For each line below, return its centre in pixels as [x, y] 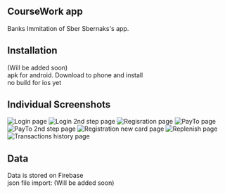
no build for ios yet [34, 82]
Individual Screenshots [59, 105]
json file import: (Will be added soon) [61, 183]
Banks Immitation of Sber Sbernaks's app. [68, 28]
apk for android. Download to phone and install [75, 75]
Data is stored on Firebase [45, 176]
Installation [32, 51]
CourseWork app [45, 12]
